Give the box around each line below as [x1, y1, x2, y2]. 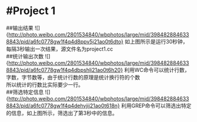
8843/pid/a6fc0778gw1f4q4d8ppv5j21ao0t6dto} [6, 38, 123, 45]
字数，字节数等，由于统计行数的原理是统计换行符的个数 [6, 74, 140, 81]
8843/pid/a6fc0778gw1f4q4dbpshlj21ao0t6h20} [6, 66, 123, 73]
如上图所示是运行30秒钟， [124, 38, 188, 45]
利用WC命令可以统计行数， [124, 66, 190, 73]
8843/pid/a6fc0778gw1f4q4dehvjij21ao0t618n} [6, 102, 121, 109]
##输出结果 [6, 24, 34, 31]
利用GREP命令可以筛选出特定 [121, 102, 192, 109]
